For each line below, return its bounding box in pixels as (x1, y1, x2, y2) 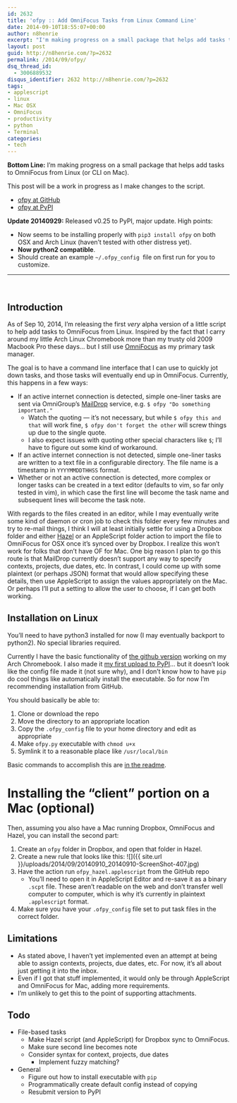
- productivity (7, 115, 52, 122)
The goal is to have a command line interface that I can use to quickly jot (7, 363, 219, 372)
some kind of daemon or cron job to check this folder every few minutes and (7, 516, 230, 525)
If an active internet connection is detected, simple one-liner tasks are (17, 392, 221, 401)
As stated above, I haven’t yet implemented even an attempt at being (17, 951, 217, 960)
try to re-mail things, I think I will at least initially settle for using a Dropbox (7, 524, 222, 532)
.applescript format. (28, 897, 90, 906)
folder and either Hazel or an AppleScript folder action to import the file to (7, 532, 222, 540)
